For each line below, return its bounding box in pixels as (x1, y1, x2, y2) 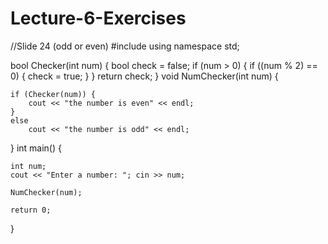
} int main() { (10, 142, 62, 154)
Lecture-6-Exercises (10, 7, 187, 30)
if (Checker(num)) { (10, 89, 97, 99)
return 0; (10, 205, 52, 215)
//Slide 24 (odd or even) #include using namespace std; (10, 40, 240, 52)
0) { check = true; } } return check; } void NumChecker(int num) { (10, 70, 279, 82)
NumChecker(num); (10, 187, 83, 197)
